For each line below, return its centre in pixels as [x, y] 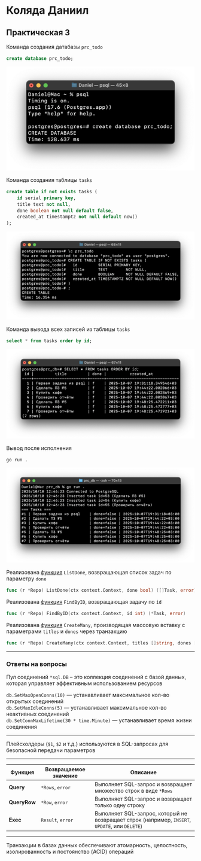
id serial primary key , [47, 198]
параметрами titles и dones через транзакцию [67, 631]
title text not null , [44, 204]
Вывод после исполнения [39, 448]
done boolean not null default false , [65, 211]
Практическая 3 [38, 33]
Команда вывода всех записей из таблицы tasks [68, 329]
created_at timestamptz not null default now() [77, 217]
